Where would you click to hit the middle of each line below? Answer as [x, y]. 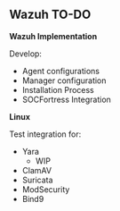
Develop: [26, 54]
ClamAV [36, 170]
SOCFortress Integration [66, 99]
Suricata [37, 180]
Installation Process [58, 89]
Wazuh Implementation [53, 36]
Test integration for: [45, 134]
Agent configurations [61, 71]
